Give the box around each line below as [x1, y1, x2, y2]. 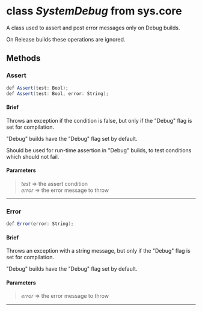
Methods [6, 53, 41, 64]
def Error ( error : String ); [6, 221, 74, 227]
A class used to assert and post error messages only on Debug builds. [6, 24, 180, 31]
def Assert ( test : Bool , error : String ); [6, 90, 109, 97]
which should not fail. [6, 153, 60, 160]
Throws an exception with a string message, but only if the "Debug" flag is [6, 247, 191, 254]
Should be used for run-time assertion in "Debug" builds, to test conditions [6, 146, 192, 154]
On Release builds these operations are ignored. [6, 35, 126, 43]
